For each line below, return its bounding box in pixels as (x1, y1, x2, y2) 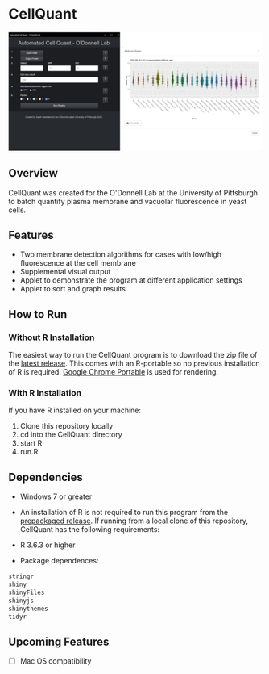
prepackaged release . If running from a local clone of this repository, (19, 516, 248, 525)
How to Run (8, 308, 68, 321)
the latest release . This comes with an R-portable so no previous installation (8, 358, 260, 368)
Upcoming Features (8, 634, 110, 648)
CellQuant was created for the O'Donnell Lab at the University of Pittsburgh (8, 187, 259, 198)
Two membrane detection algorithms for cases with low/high (19, 249, 222, 259)
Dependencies (8, 470, 83, 484)
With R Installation (8, 387, 82, 398)
